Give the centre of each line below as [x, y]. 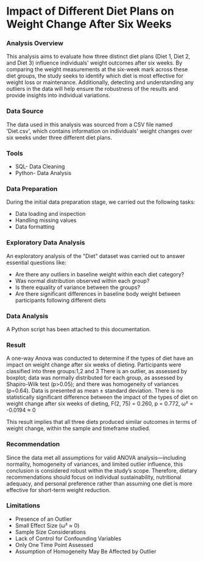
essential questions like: [37, 262]
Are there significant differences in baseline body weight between [98, 293]
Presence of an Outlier [43, 519]
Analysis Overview [35, 43]
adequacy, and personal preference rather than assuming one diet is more [100, 484]
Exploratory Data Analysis [46, 243]
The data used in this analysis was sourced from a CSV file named [90, 124]
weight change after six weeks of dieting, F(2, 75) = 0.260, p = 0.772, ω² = [100, 404]
